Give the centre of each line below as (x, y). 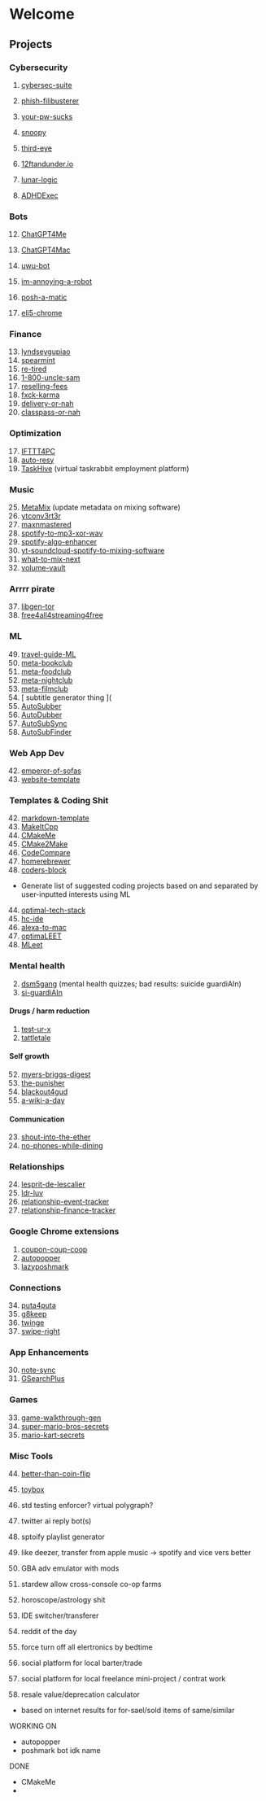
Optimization (35, 434)
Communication (37, 1119)
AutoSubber (41, 706)
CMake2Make (44, 844)
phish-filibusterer (50, 101)
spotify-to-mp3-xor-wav (62, 533)
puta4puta (38, 1305)
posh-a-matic (44, 297)
